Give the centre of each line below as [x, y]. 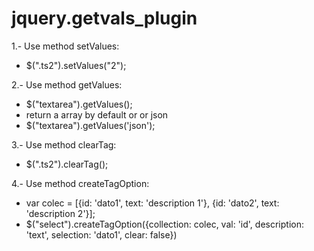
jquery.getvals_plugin [104, 18]
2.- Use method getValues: [67, 84]
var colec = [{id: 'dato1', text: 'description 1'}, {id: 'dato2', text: [152, 203]
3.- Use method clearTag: [64, 144]
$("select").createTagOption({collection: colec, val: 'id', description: [164, 224]
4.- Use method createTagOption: [80, 183]
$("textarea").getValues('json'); [90, 125]
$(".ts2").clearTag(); [67, 164]
